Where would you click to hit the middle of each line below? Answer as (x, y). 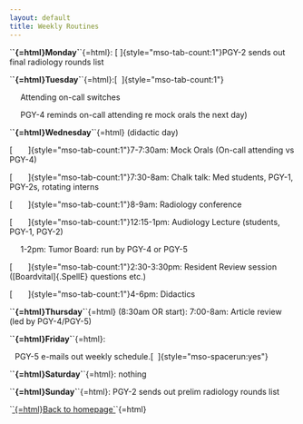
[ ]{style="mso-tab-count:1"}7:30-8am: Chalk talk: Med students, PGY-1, (151, 177)
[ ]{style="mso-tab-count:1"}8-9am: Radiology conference (126, 204)
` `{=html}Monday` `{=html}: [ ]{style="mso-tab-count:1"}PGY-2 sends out (147, 52)
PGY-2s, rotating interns (54, 186)
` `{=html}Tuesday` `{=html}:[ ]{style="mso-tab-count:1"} (117, 79)
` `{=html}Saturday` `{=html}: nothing (78, 374)
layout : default (40, 18)
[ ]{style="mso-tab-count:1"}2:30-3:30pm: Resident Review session (143, 266)
